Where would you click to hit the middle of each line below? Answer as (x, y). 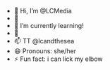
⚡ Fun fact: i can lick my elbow (59, 59)
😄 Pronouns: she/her (45, 51)
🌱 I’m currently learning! (49, 26)
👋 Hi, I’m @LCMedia (43, 11)
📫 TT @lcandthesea (44, 41)
